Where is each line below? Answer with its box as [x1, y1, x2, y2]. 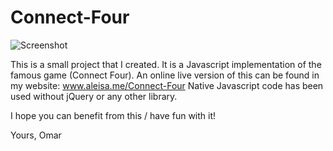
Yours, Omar [10, 129, 62, 141]
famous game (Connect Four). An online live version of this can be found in [10, 69, 320, 81]
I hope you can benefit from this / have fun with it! [10, 109, 217, 121]
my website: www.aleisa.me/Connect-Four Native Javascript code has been [10, 79, 324, 91]
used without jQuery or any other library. [10, 90, 178, 102]
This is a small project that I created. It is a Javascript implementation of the [10, 58, 322, 70]
